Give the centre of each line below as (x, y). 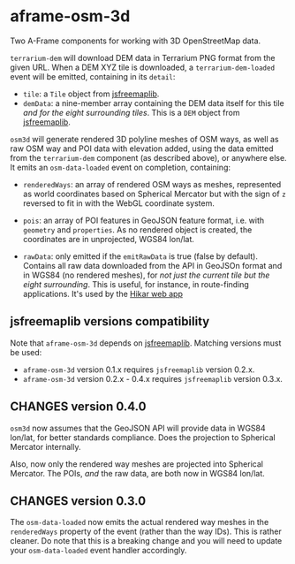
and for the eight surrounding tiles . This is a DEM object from (131, 112)
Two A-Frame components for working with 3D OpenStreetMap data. (136, 41)
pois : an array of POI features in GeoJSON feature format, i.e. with (144, 220)
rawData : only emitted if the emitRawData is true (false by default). (140, 256)
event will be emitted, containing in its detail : (93, 76)
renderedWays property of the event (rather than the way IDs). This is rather (146, 531)
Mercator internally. (45, 446)
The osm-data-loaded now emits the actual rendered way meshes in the (140, 522)
